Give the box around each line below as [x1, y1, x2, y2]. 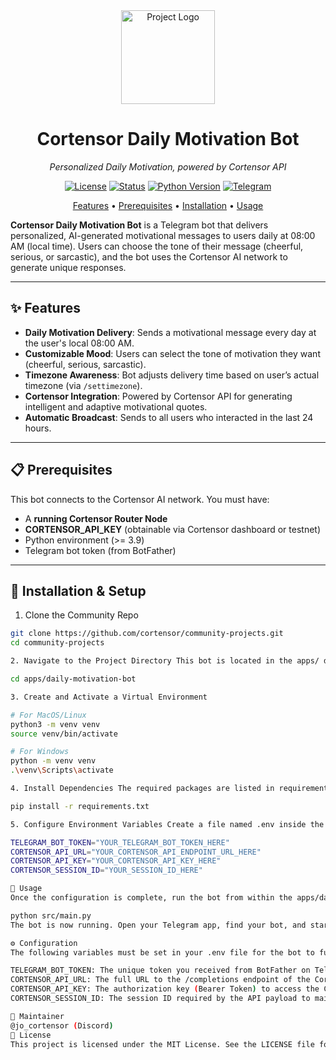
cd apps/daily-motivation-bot [10, 674, 137, 684]
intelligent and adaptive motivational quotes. [24, 400, 208, 413]
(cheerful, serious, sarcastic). [24, 358, 147, 370]
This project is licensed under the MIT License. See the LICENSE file [10, 1039, 315, 1049]
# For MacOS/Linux [10, 710, 87, 720]
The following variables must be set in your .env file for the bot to [10, 947, 315, 958]
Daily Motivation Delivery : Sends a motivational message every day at [24, 326, 317, 338]
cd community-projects [10, 638, 105, 648]
